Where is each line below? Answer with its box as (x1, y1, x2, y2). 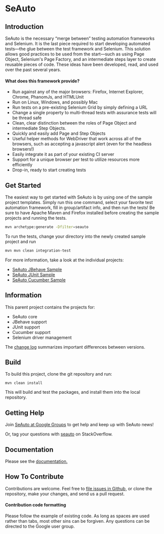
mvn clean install (5, 381, 43, 385)
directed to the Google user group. (5, 523, 75, 530)
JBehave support (12, 319, 47, 325)
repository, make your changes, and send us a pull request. (5, 491, 125, 497)
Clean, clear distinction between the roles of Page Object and (12, 120, 137, 126)
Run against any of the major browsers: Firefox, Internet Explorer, (12, 89, 144, 95)
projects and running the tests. (5, 215, 67, 221)
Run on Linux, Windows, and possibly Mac (12, 99, 98, 105)
